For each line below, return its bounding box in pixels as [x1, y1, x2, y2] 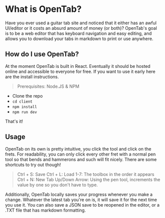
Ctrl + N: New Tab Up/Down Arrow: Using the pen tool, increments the [17, 176, 161, 182]
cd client [12, 99, 33, 104]
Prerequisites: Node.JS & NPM [17, 83, 80, 89]
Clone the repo [12, 93, 43, 99]
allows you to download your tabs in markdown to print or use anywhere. [5, 36, 154, 42]
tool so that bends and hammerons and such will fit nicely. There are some [5, 156, 157, 162]
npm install [12, 104, 37, 109]
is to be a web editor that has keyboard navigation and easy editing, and [5, 30, 152, 36]
